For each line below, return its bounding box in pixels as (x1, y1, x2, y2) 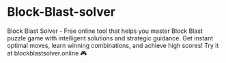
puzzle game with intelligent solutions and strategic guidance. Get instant (7, 34, 214, 42)
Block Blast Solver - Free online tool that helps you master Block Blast (7, 27, 203, 35)
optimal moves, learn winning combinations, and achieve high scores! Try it (7, 41, 219, 49)
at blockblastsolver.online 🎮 (7, 49, 87, 57)
